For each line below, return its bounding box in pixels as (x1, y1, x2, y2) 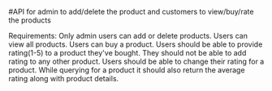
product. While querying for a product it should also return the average (8, 65, 245, 75)
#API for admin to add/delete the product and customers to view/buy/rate (8, 7, 254, 16)
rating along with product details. (8, 74, 119, 83)
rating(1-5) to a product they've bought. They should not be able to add (8, 48, 247, 57)
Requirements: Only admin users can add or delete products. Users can (8, 31, 248, 40)
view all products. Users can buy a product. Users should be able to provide (8, 39, 263, 49)
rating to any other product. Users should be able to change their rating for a (8, 56, 265, 66)
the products (8, 15, 51, 25)
